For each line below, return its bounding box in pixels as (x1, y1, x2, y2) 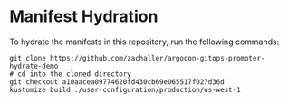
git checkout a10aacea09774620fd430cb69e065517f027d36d (9, 77, 225, 87)
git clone (9, 53, 47, 62)
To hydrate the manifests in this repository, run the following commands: (9, 36, 280, 47)
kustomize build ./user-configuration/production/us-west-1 (9, 85, 242, 94)
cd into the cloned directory (17, 70, 131, 79)
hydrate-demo (9, 61, 59, 70)
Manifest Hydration (9, 6, 158, 27)
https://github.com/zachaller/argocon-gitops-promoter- (49, 53, 265, 62)
